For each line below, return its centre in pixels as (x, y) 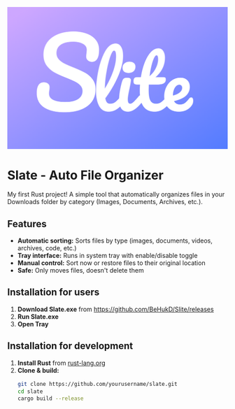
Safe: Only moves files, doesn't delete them (81, 271)
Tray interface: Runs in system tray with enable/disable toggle (107, 256)
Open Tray (33, 324)
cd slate (30, 392)
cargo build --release (50, 399)
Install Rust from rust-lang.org (62, 363)
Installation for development (70, 346)
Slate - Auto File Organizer (86, 175)
